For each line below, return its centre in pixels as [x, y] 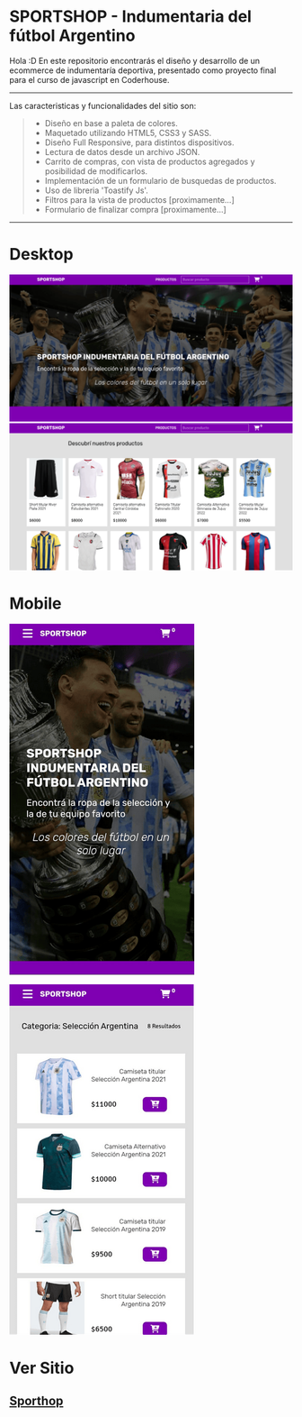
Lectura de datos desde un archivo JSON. [122, 151]
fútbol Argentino [72, 36]
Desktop [41, 255]
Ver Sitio [42, 1368]
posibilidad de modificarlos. [96, 171]
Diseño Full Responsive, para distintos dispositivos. [140, 142]
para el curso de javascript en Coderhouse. [89, 79]
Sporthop [36, 1401]
